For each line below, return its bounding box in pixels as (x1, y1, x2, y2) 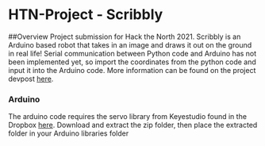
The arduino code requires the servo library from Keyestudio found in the (8, 112, 248, 121)
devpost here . (8, 74, 54, 83)
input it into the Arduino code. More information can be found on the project (8, 65, 256, 75)
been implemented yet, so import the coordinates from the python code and (8, 57, 256, 67)
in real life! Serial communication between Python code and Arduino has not (8, 48, 257, 58)
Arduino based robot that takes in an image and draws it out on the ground (8, 40, 252, 49)
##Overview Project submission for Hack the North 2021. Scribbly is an (8, 32, 241, 41)
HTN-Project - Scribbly (8, 6, 163, 24)
